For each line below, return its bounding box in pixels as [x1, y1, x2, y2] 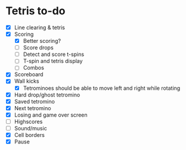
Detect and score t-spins [23, 51, 85, 58]
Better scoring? [23, 37, 61, 45]
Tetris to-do [5, 4, 66, 18]
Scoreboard [14, 71, 44, 78]
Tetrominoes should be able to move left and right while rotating [23, 85, 181, 92]
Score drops [23, 44, 54, 51]
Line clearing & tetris [14, 24, 65, 31]
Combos [23, 64, 44, 71]
